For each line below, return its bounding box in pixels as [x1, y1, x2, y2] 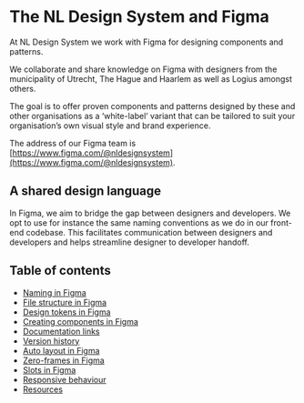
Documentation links [22, 326, 100, 337]
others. [9, 83, 36, 94]
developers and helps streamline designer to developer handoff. [9, 237, 250, 247]
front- [269, 217, 293, 228]
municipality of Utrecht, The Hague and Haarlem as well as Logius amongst [9, 73, 293, 84]
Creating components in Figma [22, 316, 139, 327]
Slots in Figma [22, 364, 76, 375]
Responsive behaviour [22, 374, 106, 385]
